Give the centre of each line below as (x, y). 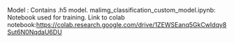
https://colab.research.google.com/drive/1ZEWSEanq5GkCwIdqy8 (131, 25)
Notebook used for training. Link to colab (66, 17)
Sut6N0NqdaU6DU (35, 32)
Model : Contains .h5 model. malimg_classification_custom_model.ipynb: (111, 10)
